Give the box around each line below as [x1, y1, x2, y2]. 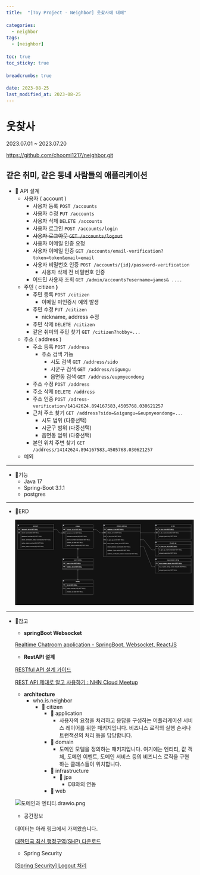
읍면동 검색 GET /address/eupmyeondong [50, 373, 145, 380]
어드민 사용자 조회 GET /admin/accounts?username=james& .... [32, 275, 183, 283]
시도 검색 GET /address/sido [50, 358, 118, 365]
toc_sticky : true [6, 60, 49, 66]
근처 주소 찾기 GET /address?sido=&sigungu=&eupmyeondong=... [32, 409, 183, 416]
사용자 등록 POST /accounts [32, 202, 97, 209]
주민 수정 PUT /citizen [32, 305, 87, 313]
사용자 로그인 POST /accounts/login [32, 225, 118, 232]
